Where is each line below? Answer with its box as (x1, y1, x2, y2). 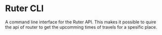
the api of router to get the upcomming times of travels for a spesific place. (5, 24, 158, 30)
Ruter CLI (5, 3, 44, 14)
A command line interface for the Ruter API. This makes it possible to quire (5, 19, 157, 25)
